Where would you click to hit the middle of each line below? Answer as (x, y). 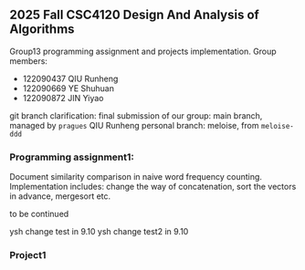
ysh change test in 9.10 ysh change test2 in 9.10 (99, 232)
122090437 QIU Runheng (70, 78)
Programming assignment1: (72, 157)
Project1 (28, 255)
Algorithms (42, 30)
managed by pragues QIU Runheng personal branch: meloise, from (134, 125)
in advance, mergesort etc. (60, 196)
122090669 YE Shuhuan (68, 88)
